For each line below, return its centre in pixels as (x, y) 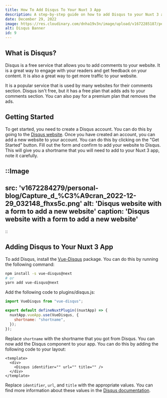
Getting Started (30, 117)
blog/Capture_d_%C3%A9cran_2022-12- (71, 196)
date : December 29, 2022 (31, 19)
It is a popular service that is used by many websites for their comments (79, 85)
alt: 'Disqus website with (123, 204)
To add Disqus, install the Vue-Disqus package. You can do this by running (82, 259)
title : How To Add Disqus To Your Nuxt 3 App (53, 10)
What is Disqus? (31, 53)
